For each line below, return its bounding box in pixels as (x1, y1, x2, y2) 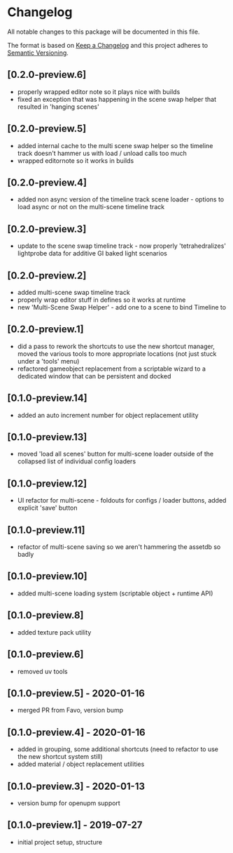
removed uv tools (17, 667, 68, 675)
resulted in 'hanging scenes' (17, 103, 99, 111)
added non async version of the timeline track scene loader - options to (17, 195, 225, 204)
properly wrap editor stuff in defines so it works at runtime (17, 296, 186, 304)
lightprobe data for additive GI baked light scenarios (17, 249, 168, 258)
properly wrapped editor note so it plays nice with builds (17, 87, 181, 95)
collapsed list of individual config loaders (17, 457, 136, 465)
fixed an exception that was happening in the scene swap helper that (17, 95, 217, 103)
